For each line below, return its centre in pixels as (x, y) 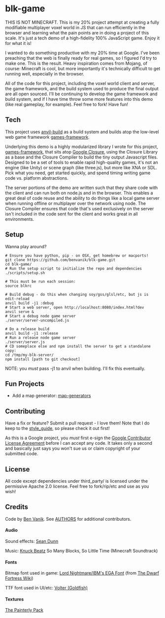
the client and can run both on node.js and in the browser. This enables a (79, 193)
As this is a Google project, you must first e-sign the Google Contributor (78, 438)
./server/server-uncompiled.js (37, 320)
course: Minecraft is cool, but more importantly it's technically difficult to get (83, 68)
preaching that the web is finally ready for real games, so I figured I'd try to (81, 58)
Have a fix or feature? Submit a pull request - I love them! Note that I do (77, 423)
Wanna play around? (26, 246)
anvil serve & (20, 311)
